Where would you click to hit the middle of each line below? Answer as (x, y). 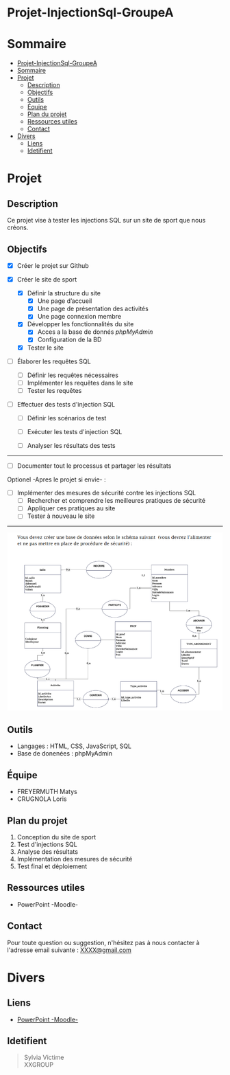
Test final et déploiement (52, 866)
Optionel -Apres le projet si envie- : (56, 479)
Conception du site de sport (56, 837)
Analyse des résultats (48, 851)
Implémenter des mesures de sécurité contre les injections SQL (106, 493)
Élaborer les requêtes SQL (54, 361)
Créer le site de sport (47, 279)
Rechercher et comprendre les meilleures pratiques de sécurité (116, 501)
